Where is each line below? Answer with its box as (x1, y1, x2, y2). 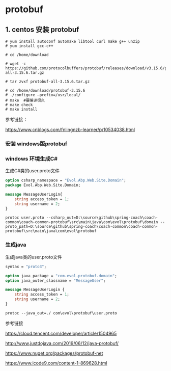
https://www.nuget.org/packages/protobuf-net (5, 350, 103, 356)
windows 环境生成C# (5, 155, 58, 162)
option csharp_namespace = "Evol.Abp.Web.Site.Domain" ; (5, 178, 126, 183)
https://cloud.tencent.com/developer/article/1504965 (5, 330, 117, 336)
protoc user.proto (5, 215, 44, 220)
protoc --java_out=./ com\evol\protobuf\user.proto (5, 310, 117, 315)
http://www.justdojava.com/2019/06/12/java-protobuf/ (5, 340, 119, 346)
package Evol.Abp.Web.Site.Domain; (5, 182, 81, 188)
